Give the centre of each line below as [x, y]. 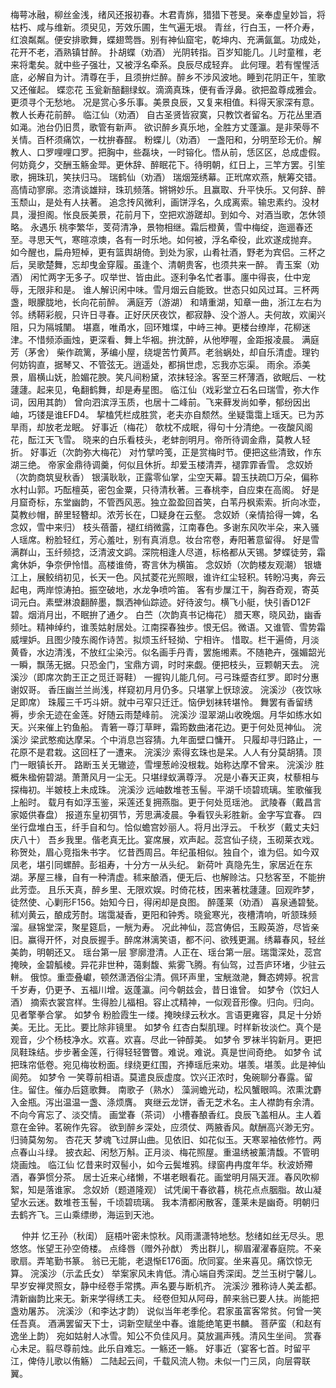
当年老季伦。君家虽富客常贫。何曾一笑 [242, 1311]
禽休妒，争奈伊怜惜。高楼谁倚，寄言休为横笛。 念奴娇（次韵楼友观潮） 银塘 [166, 564]
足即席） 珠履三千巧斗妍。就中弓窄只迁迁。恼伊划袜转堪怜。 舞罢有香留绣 [161, 702]
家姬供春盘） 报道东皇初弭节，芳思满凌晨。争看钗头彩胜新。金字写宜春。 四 [166, 814]
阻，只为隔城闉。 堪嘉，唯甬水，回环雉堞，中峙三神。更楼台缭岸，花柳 [156, 327]
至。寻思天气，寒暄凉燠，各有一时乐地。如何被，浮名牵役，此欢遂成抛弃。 [163, 239]
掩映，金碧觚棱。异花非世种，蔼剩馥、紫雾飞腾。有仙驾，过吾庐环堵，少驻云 [168, 964]
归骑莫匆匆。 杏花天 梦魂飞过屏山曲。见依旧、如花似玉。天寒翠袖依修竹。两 [166, 1139]
